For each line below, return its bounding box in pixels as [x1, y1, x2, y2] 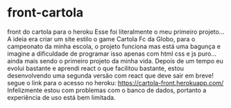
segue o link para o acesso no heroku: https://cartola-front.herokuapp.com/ [7, 78, 224, 87]
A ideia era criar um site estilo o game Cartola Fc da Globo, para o [7, 34, 196, 43]
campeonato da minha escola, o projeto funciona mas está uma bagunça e [7, 42, 221, 50]
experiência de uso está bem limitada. [7, 93, 116, 101]
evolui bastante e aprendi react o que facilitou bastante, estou [7, 64, 185, 72]
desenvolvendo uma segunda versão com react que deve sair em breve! [7, 71, 214, 80]
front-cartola [7, 5, 84, 21]
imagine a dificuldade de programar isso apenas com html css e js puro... [7, 50, 217, 58]
